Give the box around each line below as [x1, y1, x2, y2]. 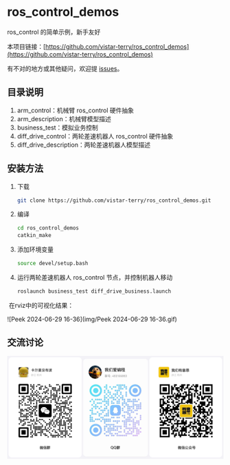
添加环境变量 [16, 245, 54, 254]
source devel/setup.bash [16, 260, 89, 267]
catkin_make [16, 232, 51, 239]
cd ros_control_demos [16, 225, 79, 231]
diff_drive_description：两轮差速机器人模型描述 [16, 141, 151, 149]
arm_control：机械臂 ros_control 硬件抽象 [16, 106, 135, 114]
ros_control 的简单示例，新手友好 [7, 28, 101, 36]
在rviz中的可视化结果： [8, 301, 74, 309]
